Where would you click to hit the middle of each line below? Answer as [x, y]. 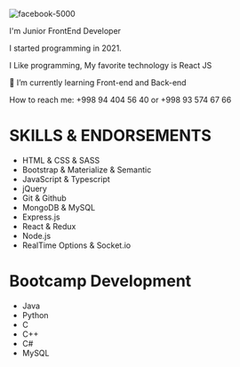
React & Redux [49, 226]
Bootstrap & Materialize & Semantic [87, 170]
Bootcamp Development [100, 281]
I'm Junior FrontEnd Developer [65, 31]
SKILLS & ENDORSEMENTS [110, 136]
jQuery [34, 188]
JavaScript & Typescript [66, 179]
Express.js [41, 217]
